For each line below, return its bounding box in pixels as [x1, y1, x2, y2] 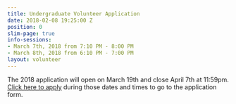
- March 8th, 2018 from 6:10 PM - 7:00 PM [7, 50, 134, 57]
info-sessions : [7, 37, 52, 44]
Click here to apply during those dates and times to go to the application [7, 82, 217, 91]
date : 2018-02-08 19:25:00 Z [7, 17, 93, 24]
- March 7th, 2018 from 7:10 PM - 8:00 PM [7, 43, 134, 50]
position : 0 [7, 23, 42, 30]
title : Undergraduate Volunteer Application [7, 10, 140, 18]
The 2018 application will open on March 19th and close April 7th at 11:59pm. [7, 75, 229, 84]
